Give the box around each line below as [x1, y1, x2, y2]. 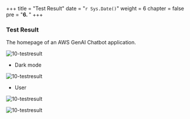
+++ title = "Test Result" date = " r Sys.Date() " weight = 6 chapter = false [6, 5, 185, 12]
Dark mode [14, 61, 42, 69]
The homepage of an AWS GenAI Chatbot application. [6, 39, 137, 46]
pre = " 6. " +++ [6, 11, 43, 18]
